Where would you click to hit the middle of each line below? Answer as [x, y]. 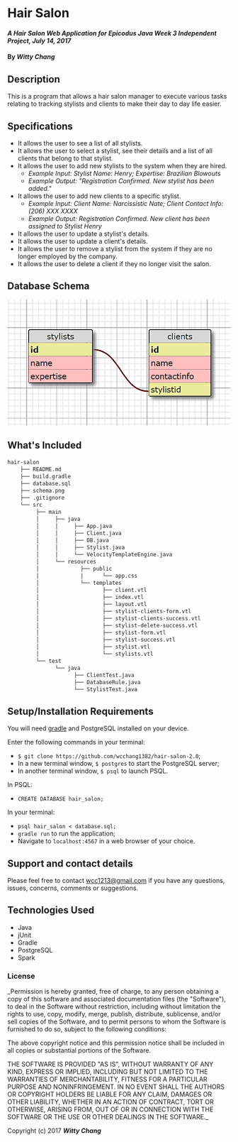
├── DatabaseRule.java [107, 683]
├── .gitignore [42, 498]
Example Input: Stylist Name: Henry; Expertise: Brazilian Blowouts [124, 173]
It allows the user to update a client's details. [83, 241]
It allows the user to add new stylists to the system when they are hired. [122, 166]
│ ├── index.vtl [90, 598]
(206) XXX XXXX [53, 211]
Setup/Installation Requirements [80, 711]
